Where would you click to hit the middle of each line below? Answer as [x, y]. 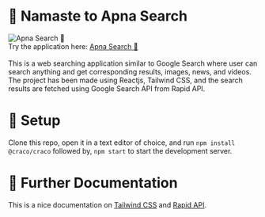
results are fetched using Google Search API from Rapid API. [107, 88]
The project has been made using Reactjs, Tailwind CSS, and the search [126, 80]
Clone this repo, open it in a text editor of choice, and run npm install [122, 143]
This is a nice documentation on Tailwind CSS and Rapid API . [108, 204]
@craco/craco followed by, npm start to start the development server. [120, 150]
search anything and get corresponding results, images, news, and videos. [130, 71]
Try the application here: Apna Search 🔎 [73, 46]
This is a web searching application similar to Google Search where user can [133, 63]
